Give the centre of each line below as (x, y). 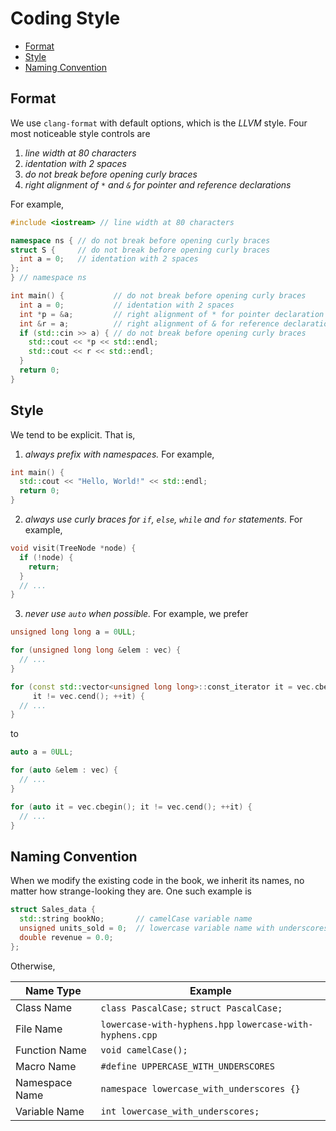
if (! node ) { (46, 557)
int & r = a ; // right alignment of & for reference (149, 323)
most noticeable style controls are (80, 133)
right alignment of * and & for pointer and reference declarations (158, 184)
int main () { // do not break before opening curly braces (158, 296)
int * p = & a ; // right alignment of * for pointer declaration (172, 314)
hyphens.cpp (129, 1035)
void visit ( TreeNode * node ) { (73, 548)
